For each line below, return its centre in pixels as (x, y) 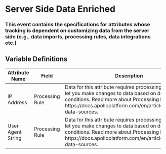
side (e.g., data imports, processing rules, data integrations (78, 37)
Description (129, 76)
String (15, 138)
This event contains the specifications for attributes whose (78, 25)
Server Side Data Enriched (60, 9)
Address (17, 102)
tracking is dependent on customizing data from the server (77, 31)
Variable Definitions (36, 59)
